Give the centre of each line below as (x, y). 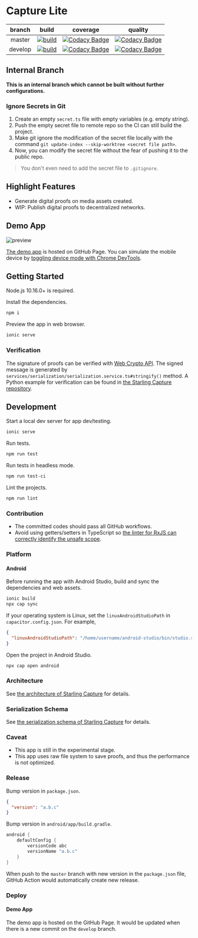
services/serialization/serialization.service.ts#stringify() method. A (97, 376)
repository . (19, 388)
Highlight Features (41, 187)
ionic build (21, 599)
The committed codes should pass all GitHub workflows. (83, 526)
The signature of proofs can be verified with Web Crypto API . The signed (95, 363)
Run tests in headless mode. (40, 465)
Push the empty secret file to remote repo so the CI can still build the (98, 125)
